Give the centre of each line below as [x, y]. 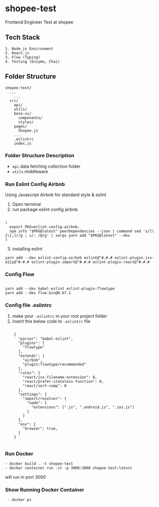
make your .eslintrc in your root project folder [60, 316]
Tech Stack [23, 37]
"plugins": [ [31, 343]
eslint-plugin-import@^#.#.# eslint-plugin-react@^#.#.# [91, 262]
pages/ [21, 126]
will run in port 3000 [26, 477]
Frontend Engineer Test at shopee [39, 22]
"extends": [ [31, 356]
